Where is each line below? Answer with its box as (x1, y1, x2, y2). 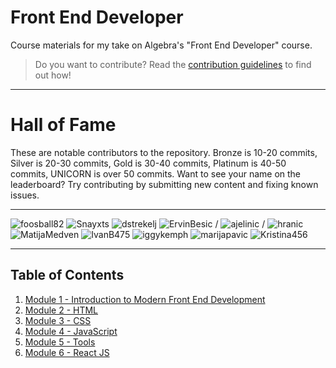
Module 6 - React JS (24, 346, 110, 358)
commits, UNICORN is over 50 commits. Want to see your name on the (10, 167, 302, 180)
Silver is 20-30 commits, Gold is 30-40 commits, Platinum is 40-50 (10, 157, 287, 169)
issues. (10, 189, 40, 201)
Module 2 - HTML (24, 304, 99, 316)
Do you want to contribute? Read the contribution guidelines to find (34, 58, 312, 70)
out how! (34, 69, 72, 81)
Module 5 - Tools (24, 336, 96, 348)
